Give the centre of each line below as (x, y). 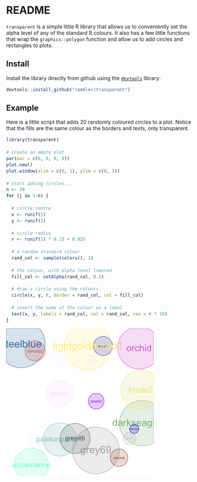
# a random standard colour (46, 252)
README (28, 10)
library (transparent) (33, 140)
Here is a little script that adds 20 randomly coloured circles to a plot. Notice (99, 122)
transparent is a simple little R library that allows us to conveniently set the (97, 27)
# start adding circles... (39, 183)
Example (22, 108)
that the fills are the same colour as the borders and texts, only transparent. (98, 128)
